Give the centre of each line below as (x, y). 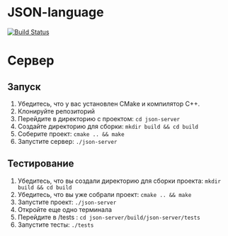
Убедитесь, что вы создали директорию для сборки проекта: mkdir (119, 181)
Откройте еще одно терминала (64, 209)
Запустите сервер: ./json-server (67, 141)
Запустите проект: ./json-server (67, 202)
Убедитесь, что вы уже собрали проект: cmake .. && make (104, 194)
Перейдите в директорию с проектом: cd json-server (99, 118)
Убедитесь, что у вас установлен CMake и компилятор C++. (109, 103)
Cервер (31, 61)
